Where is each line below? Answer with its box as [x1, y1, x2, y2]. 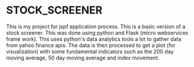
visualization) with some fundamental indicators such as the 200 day [6, 48, 174, 55]
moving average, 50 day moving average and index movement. [6, 54, 160, 61]
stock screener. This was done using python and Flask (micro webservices [6, 29, 189, 36]
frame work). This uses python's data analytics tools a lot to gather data [6, 35, 182, 42]
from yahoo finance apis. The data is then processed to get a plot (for [6, 42, 176, 49]
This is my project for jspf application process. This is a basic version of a [6, 23, 186, 30]
